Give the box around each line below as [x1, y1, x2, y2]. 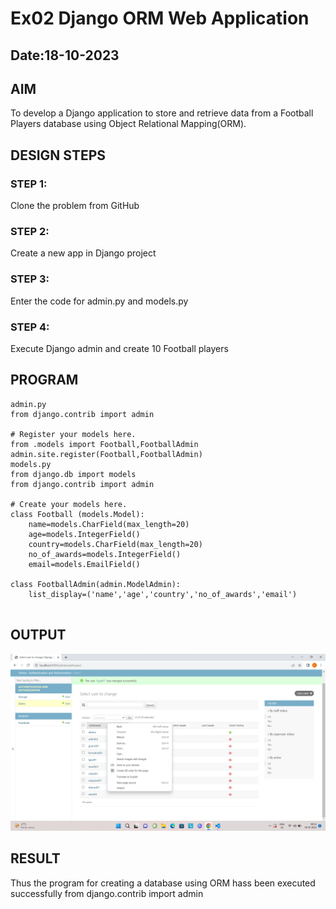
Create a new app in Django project [10, 247, 157, 259]
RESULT [10, 850, 61, 867]
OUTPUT [10, 627, 67, 644]
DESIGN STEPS [10, 147, 107, 164]
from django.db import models [10, 469, 137, 479]
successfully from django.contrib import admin [10, 887, 204, 899]
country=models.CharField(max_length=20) [28, 539, 203, 549]
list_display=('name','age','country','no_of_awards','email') [28, 589, 298, 599]
